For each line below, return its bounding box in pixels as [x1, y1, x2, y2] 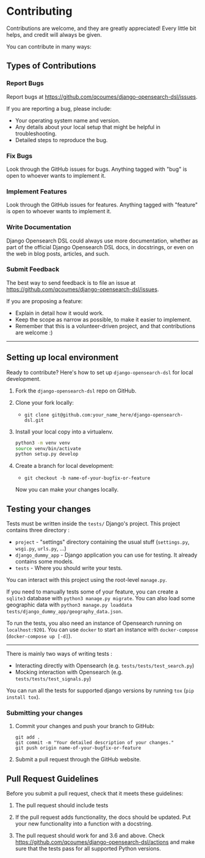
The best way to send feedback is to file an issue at [6, 279, 136, 286]
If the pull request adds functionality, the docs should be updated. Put [15, 813, 191, 821]
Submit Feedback [6, 265, 60, 274]
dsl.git [24, 417, 44, 423]
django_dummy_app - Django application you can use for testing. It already [15, 551, 198, 559]
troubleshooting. [15, 130, 57, 137]
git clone [24, 412, 50, 418]
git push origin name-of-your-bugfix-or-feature [15, 745, 142, 751]
